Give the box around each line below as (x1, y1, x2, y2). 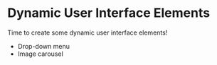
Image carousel (17, 49, 64, 58)
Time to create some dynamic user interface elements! (7, 28, 168, 37)
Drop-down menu (17, 42, 70, 50)
